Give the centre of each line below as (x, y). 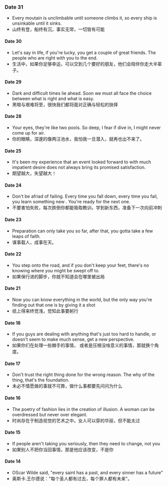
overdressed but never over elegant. (50, 414)
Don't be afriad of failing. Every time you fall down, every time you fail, (85, 196)
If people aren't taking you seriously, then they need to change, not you (86, 443)
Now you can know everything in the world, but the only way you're (82, 299)
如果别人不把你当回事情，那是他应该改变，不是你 (63, 449)
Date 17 (13, 363)
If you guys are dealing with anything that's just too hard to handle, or (84, 334)
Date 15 (13, 433)
